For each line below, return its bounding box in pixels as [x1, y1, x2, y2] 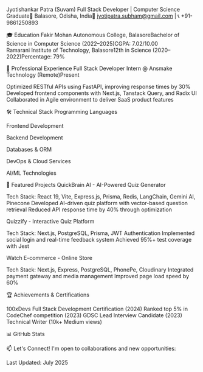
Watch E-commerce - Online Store [6, 254, 93, 261]
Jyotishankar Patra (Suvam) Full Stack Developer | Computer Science [6, 6, 181, 13]
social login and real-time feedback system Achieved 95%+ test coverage [6, 236, 192, 243]
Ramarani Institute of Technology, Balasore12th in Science [6, 46, 151, 54]
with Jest [6, 242, 29, 250]
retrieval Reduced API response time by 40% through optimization [6, 206, 172, 213]
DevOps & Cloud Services [6, 158, 71, 164]
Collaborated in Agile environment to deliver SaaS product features [6, 96, 174, 103]
